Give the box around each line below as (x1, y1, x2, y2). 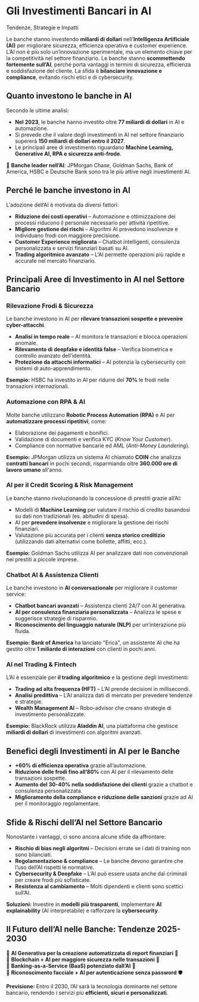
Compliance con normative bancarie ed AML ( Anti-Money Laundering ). (14, 442, 190, 449)
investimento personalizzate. (14, 711, 86, 718)
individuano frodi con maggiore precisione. (14, 232, 121, 239)
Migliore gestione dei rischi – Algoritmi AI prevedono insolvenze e (14, 225, 178, 232)
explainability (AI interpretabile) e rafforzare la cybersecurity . (6, 907, 160, 914)
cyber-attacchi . (6, 321, 46, 329)
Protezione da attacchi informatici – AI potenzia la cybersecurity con (14, 358, 186, 365)
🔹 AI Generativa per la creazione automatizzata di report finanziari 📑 (6, 949, 179, 957)
